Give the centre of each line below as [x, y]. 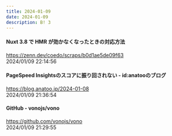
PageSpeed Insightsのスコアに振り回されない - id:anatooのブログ [86, 75]
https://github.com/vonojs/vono [44, 121]
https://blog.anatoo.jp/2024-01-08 [48, 89]
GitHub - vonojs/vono [33, 108]
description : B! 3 [28, 22]
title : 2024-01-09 [28, 11]
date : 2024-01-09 [27, 17]
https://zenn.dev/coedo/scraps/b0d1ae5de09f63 [65, 55]
